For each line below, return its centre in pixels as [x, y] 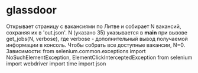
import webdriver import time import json [56, 63]
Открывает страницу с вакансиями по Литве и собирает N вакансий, [94, 26]
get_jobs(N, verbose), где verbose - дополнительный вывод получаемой [97, 39]
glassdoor [32, 10]
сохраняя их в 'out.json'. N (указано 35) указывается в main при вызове [97, 32]
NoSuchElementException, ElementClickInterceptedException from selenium [99, 57]
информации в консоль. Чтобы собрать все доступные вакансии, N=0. [96, 45]
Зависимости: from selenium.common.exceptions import [76, 51]
